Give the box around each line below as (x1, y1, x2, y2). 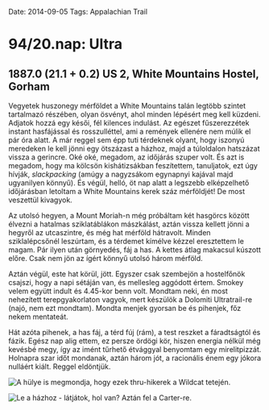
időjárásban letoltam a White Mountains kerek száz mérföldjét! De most (8, 187, 246, 196)
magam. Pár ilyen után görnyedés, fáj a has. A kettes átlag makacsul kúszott (8, 245, 262, 255)
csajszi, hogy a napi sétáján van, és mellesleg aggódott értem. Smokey (8, 278, 244, 287)
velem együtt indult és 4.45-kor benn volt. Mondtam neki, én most (8, 286, 228, 296)
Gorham (8, 80, 50, 93)
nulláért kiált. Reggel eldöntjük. (8, 362, 111, 371)
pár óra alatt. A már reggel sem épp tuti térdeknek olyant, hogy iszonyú (8, 135, 245, 144)
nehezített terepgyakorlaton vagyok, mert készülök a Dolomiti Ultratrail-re (8, 295, 252, 304)
